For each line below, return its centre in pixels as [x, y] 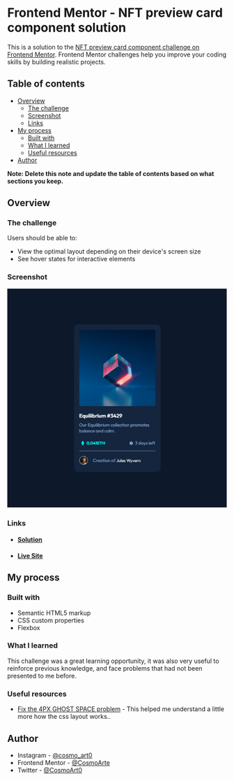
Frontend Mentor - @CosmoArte [63, 762]
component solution [67, 28]
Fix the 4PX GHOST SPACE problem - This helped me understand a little [121, 709]
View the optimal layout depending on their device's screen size [109, 251]
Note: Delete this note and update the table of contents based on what [111, 173]
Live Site [30, 555]
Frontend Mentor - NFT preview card [115, 13]
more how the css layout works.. [64, 717]
